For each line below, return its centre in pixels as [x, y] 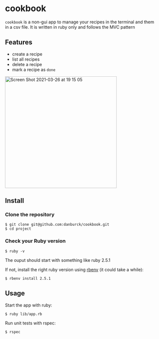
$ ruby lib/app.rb [24, 314]
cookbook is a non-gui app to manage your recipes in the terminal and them [79, 22]
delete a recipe [27, 64]
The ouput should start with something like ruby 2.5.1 [58, 260]
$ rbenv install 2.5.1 [28, 278]
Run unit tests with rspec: [30, 323]
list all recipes [26, 59]
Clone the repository [30, 215]
